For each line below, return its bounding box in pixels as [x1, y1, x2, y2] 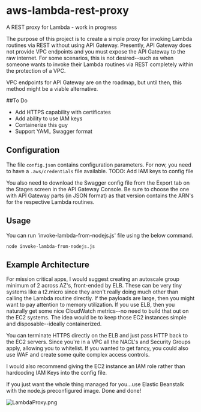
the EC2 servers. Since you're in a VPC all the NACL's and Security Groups [6, 338, 191, 346]
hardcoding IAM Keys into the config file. [6, 369, 107, 377]
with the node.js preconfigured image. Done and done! [6, 387, 142, 395]
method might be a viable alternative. [6, 85, 98, 92]
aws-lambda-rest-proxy [6, 4, 129, 17]
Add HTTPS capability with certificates [14, 108, 111, 115]
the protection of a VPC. [6, 67, 66, 74]
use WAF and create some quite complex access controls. [6, 351, 150, 358]
